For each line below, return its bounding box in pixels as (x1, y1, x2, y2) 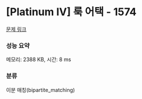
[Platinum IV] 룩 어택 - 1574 (6, 5, 137, 19)
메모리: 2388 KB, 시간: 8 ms (6, 56, 71, 63)
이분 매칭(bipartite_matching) (6, 86, 75, 93)
